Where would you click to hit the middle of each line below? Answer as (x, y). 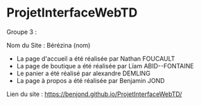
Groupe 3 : (22, 32)
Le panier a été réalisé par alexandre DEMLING (83, 73)
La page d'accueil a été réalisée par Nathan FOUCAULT (96, 58)
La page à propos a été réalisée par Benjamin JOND (90, 80)
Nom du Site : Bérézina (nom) (49, 45)
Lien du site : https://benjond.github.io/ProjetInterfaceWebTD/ (94, 94)
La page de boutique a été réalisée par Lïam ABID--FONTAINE (105, 66)
